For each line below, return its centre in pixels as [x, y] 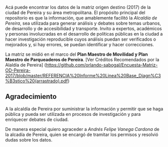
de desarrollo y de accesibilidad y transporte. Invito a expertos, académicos [83, 29]
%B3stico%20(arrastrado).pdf [37, 81]
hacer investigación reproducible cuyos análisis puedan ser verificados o [81, 39]
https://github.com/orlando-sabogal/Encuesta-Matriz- [102, 65]
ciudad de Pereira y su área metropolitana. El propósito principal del [75, 13]
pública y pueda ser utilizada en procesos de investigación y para [73, 114]
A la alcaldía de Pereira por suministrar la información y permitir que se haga [84, 109]
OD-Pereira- [18, 70]
